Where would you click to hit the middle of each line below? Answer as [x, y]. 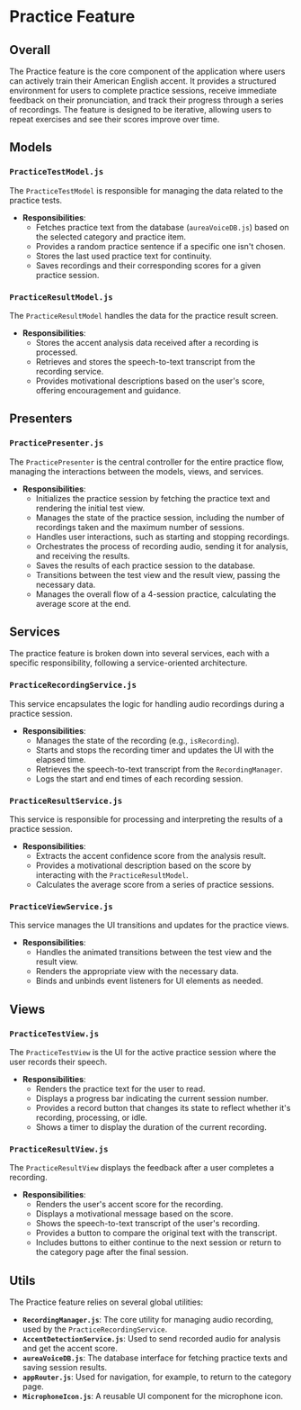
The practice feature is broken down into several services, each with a [139, 654]
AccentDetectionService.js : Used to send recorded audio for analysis [151, 1339]
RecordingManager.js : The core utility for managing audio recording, [148, 1320]
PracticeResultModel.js [62, 297]
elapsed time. [61, 759]
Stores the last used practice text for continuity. [124, 256]
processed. [57, 352]
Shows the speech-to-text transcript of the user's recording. [148, 1224]
